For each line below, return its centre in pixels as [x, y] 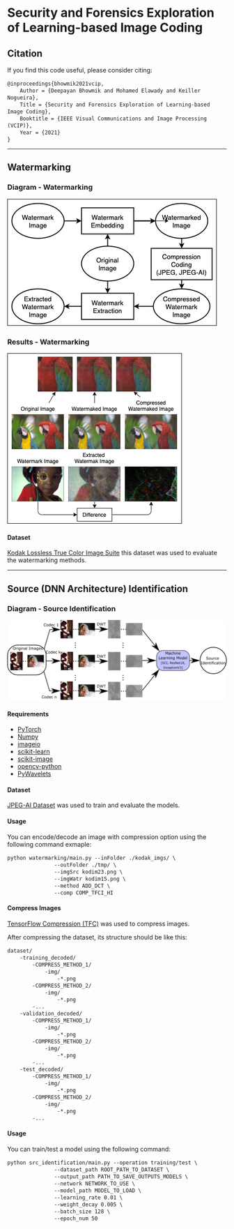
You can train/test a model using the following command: [89, 1149]
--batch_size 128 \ [82, 1212]
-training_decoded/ [48, 958]
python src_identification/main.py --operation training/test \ [102, 1163]
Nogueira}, [23, 98]
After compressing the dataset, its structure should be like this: [97, 937]
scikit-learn [33, 752]
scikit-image [35, 759]
